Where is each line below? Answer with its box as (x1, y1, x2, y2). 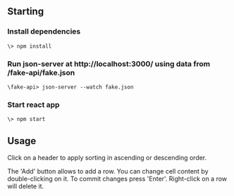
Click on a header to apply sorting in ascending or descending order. (7, 154, 207, 162)
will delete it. (7, 182, 44, 190)
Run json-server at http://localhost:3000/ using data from (7, 59, 210, 69)
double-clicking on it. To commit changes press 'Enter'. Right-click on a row (7, 175, 228, 183)
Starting (7, 6, 44, 18)
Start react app (7, 100, 60, 110)
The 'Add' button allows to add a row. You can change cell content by (7, 167, 209, 176)
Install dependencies (7, 27, 81, 37)
